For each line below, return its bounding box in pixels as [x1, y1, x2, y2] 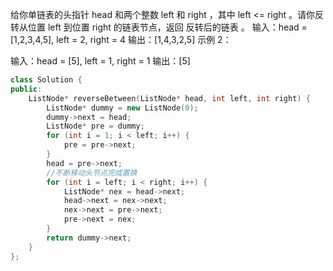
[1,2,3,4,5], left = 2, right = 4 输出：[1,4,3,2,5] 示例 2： [10, 34, 232, 45]
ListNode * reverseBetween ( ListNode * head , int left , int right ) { [28, 93, 311, 103]
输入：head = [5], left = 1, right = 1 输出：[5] [10, 55, 191, 67]
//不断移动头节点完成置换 [46, 168, 138, 178]
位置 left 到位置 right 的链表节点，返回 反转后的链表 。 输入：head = [27, 21, 308, 33]
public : [10, 84, 43, 94]
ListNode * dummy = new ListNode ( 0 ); [46, 103, 199, 113]
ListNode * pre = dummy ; [46, 121, 145, 132]
